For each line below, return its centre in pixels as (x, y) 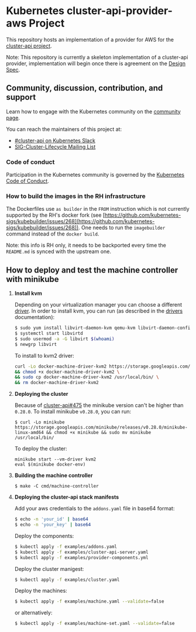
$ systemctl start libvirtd (49, 334)
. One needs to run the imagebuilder (122, 228)
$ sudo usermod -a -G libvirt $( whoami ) (64, 339)
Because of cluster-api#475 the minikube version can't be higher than (99, 405)
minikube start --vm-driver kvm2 (55, 459)
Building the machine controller (54, 475)
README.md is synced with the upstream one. (59, 251)
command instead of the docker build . (53, 234)
